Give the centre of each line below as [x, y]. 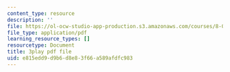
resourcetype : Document [41, 45]
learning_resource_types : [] [49, 39]
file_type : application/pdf [47, 33]
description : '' [30, 20]
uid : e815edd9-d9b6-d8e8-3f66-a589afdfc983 [70, 58]
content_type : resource [41, 13]
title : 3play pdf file [39, 52]
